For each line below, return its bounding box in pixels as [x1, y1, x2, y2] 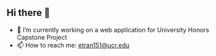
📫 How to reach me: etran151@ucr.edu [16, 41, 130, 49]
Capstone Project [16, 33, 67, 41]
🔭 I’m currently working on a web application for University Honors [16, 25, 210, 34]
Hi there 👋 [6, 7, 50, 19]
